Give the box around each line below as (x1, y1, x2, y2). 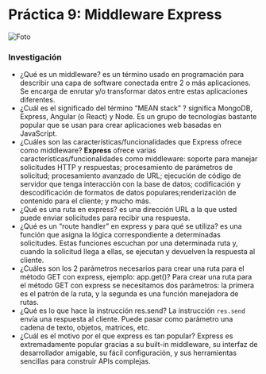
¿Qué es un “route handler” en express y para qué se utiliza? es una (19, 222, 242, 231)
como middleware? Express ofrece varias (19, 145, 156, 156)
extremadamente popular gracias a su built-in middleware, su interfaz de (19, 340, 258, 349)
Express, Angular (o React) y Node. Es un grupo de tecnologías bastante (19, 112, 257, 121)
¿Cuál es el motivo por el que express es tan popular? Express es (19, 331, 233, 341)
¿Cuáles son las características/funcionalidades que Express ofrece (19, 137, 242, 147)
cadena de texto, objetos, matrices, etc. (19, 323, 150, 333)
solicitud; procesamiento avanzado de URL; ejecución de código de (19, 171, 241, 180)
